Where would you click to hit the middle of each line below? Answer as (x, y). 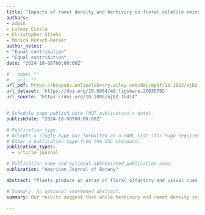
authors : (17, 18)
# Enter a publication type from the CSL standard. (73, 141)
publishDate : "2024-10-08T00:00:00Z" (54, 119)
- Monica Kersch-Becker (37, 40)
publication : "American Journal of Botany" (63, 169)
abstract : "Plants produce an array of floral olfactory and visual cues (102, 180)
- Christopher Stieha (34, 35)
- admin (16, 23)
